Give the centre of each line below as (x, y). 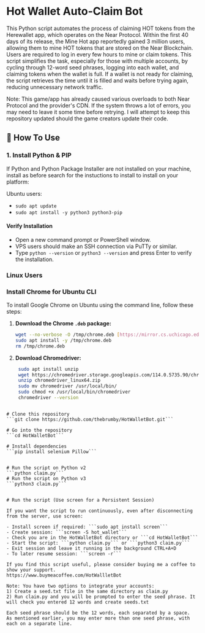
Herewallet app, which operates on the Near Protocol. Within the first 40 (97, 34)
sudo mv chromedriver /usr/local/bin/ (68, 386)
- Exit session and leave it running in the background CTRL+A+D (91, 548)
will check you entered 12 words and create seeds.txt (78, 602)
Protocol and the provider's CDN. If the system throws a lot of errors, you (99, 105)
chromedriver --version (48, 398)
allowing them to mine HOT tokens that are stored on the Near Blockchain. (100, 48)
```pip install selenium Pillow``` (52, 452)
